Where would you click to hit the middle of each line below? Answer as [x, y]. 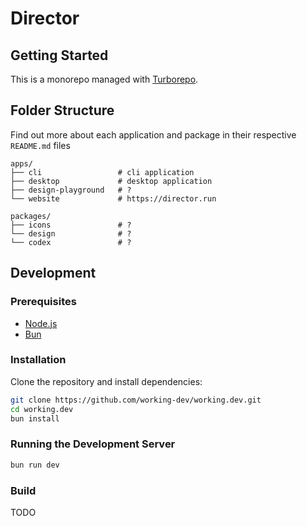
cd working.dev [42, 409]
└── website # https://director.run [113, 198]
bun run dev [35, 465]
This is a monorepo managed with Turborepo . [104, 79]
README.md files [40, 145]
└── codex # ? [71, 242]
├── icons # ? [71, 225]
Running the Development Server [93, 444]
